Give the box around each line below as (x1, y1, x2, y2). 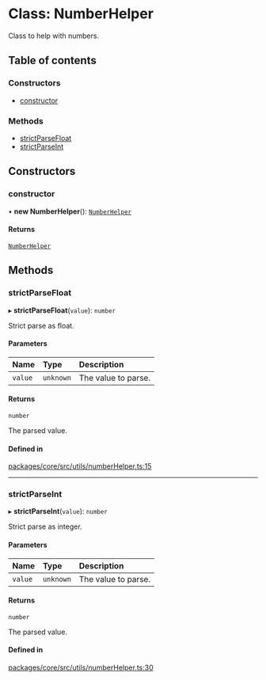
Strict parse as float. (8, 321, 74, 330)
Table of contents (8, 54, 97, 67)
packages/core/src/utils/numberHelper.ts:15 (8, 462, 152, 471)
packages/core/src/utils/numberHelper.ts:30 (8, 663, 154, 673)
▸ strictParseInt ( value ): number (8, 507, 108, 516)
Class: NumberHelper (8, 5, 154, 23)
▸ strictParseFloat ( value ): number (8, 306, 116, 315)
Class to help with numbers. (8, 31, 100, 40)
